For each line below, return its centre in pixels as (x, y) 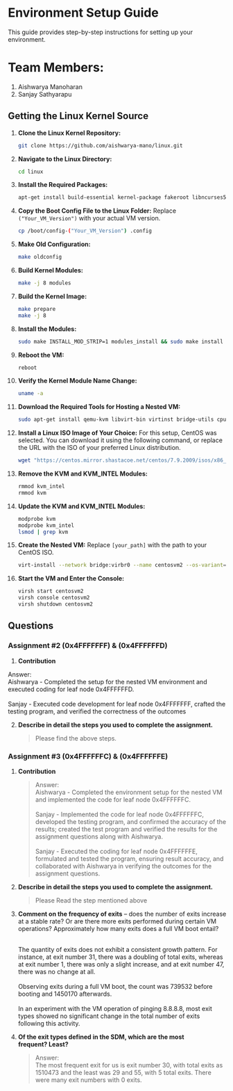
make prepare (37, 309)
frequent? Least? (43, 1044)
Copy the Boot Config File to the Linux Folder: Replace (97, 211)
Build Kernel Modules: (51, 270)
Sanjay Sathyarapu (45, 94)
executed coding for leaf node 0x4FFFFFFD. (71, 689)
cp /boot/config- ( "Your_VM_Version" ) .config (85, 231)
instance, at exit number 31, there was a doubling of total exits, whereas (120, 957)
